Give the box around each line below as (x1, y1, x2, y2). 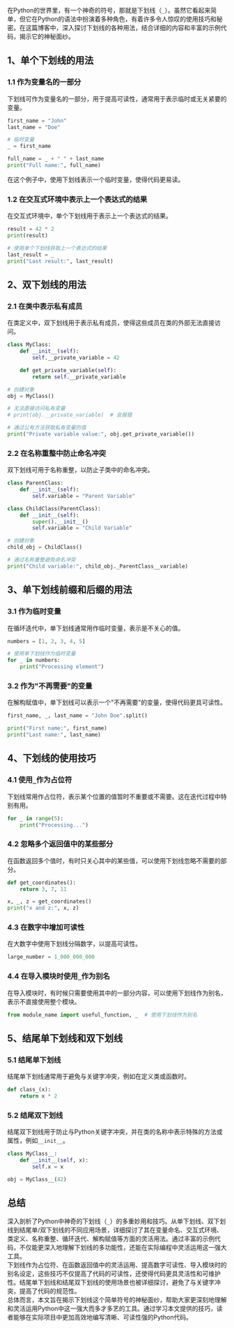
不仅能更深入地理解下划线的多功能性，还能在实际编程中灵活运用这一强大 (19, 1243, 227, 1251)
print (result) (7, 233, 49, 239)
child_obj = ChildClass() (7, 544, 82, 551)
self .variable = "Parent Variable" (32, 492, 136, 499)
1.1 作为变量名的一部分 (7, 78, 81, 87)
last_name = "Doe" (7, 124, 61, 131)
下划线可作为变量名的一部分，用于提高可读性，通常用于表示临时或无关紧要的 (7, 94, 227, 103)
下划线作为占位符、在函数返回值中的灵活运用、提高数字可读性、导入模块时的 (7, 1260, 227, 1269)
